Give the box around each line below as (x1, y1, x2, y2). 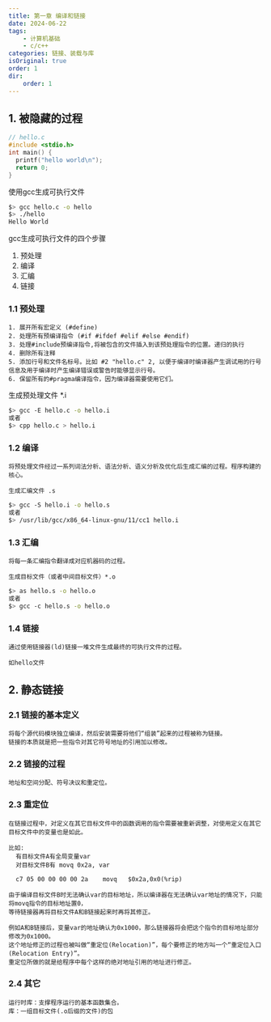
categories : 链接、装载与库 (8, 49, 95, 57)
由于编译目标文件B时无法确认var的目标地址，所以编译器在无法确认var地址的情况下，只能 (8, 891, 263, 899)
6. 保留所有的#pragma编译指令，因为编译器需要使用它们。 (8, 375, 178, 384)
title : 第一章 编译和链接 (8, 11, 87, 20)
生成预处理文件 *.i (8, 390, 67, 401)
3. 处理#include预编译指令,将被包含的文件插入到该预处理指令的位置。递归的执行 (8, 341, 245, 349)
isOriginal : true (8, 57, 67, 66)
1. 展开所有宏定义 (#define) (8, 324, 99, 332)
